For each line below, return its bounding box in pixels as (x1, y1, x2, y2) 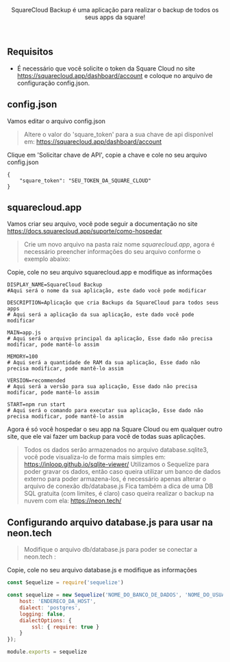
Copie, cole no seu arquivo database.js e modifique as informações (7, 566, 197, 574)
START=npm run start (7, 401, 66, 408)
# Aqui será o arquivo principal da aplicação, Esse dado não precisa (7, 335, 213, 342)
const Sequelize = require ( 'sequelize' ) (7, 579, 125, 586)
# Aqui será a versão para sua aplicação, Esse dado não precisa (7, 383, 197, 390)
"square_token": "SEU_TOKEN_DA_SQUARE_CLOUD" (19, 177, 152, 184)
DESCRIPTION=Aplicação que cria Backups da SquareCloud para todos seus (7, 299, 219, 307)
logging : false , (19, 611, 66, 618)
